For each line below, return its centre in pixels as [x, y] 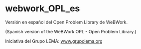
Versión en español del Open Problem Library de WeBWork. [67, 22]
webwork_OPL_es [43, 9]
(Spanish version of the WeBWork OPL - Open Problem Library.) [71, 31]
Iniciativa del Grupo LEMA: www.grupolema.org [54, 41]
